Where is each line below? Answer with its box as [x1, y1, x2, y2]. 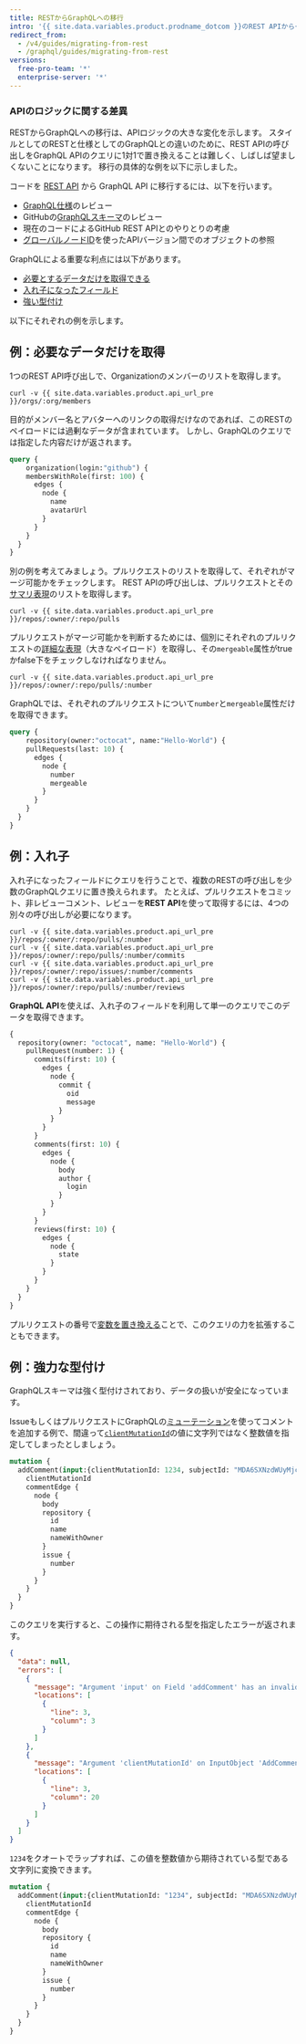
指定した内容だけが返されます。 [16, 436, 137, 447]
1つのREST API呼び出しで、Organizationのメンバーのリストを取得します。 [9, 370, 287, 381]
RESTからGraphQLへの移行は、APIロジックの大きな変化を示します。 [9, 127, 267, 138]
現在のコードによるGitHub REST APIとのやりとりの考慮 [22, 223, 230, 234]
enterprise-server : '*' [17, 73, 107, 82]
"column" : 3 [49, 1716, 96, 1726]
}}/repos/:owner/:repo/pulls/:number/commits [9, 951, 185, 960]
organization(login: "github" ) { [25, 463, 148, 473]
